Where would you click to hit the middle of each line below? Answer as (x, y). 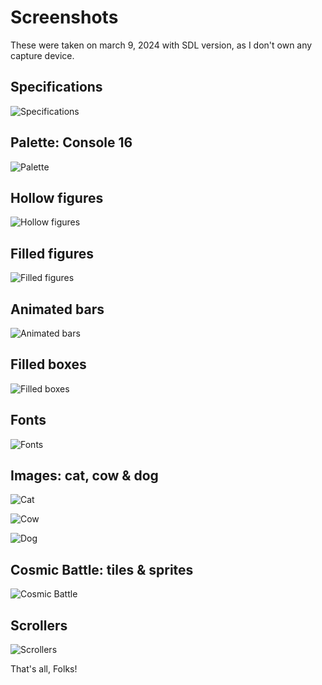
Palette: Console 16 (71, 142)
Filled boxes (48, 364)
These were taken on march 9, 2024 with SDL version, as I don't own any (161, 45)
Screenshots (64, 17)
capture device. (42, 55)
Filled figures (52, 253)
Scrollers (39, 625)
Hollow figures (57, 197)
